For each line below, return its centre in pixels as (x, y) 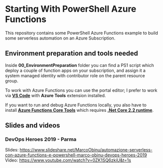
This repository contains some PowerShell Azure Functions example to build (81, 33)
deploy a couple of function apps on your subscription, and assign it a (75, 70)
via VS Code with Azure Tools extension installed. (56, 95)
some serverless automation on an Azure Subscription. (60, 38)
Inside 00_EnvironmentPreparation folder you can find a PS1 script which (80, 65)
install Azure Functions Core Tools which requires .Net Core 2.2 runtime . (79, 110)
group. (12, 81)
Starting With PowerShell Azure (71, 9)
